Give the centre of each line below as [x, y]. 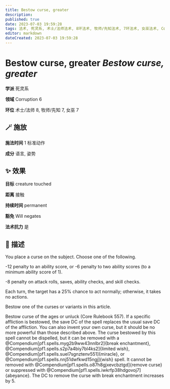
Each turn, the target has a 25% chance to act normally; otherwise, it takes [83, 291]
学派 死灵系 [17, 88]
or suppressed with [25, 370]
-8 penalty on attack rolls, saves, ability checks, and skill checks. [73, 282]
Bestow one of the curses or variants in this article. [58, 307]
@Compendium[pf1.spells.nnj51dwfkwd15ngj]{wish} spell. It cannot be [78, 360]
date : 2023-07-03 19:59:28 [34, 24]
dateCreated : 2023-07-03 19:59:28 [42, 38]
